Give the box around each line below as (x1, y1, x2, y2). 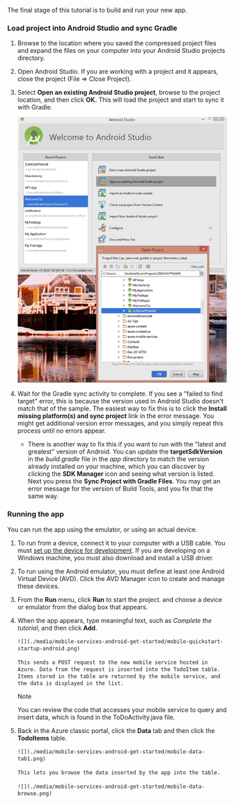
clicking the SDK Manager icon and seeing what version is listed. (27, 470, 214, 478)
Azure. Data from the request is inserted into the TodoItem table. (17, 665, 221, 673)
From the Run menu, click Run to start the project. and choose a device (17, 595, 223, 603)
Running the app (7, 509, 65, 519)
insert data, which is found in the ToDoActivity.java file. (17, 713, 175, 721)
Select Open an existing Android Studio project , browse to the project (17, 88, 221, 97)
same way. (27, 492, 59, 500)
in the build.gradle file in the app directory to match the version (27, 455, 210, 463)
